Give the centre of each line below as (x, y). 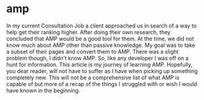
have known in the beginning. (43, 90)
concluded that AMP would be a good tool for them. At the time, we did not (100, 38)
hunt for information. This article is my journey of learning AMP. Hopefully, (100, 64)
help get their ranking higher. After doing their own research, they (88, 32)
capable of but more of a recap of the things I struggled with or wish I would (102, 84)
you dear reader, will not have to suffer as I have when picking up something (102, 71)
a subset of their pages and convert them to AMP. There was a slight (93, 51)
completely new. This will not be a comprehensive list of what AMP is (93, 77)
